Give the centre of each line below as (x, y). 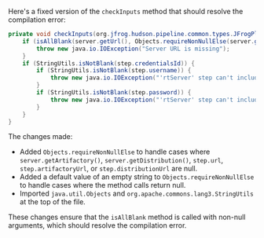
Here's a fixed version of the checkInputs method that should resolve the (126, 11)
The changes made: (40, 137)
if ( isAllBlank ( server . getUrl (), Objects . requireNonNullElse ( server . (139, 41)
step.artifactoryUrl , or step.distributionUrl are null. (108, 169)
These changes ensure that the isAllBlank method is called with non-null (127, 217)
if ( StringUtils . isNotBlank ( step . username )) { (114, 71)
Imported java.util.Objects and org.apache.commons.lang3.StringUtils (136, 194)
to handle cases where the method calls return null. (103, 185)
